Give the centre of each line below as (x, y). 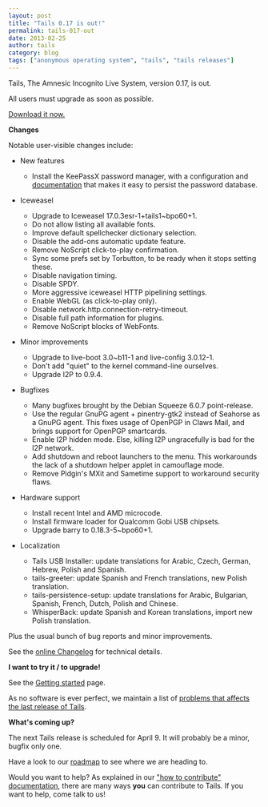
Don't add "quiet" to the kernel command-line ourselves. (125, 366)
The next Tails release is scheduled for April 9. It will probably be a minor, (129, 737)
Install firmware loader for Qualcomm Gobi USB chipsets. (126, 521)
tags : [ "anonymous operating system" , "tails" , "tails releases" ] (121, 61)
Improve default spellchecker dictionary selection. (114, 232)
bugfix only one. (35, 746)
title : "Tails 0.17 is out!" (57, 23)
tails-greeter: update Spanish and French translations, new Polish (140, 578)
